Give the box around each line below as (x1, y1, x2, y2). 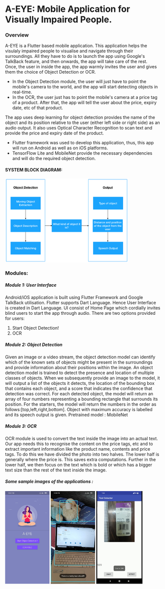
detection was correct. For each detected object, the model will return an (5, 391, 154, 397)
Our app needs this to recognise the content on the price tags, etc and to (5, 441, 153, 447)
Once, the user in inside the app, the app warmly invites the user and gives (5, 64, 157, 70)
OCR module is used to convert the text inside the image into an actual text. (5, 436, 159, 442)
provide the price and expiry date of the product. (5, 130, 104, 136)
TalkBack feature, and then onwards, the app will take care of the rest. (5, 58, 148, 65)
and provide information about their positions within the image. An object (5, 365, 153, 371)
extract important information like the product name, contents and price (5, 446, 151, 452)
